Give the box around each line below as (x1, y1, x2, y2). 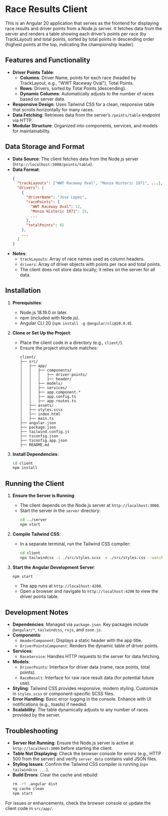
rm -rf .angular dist (12, 781, 58, 787)
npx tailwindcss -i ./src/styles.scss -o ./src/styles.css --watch (19, 555, 163, 560)
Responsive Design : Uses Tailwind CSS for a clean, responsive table (12, 101, 154, 107)
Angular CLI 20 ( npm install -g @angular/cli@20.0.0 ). (19, 320, 133, 326)
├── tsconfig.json (19, 433, 58, 438)
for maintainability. (12, 128, 51, 134)
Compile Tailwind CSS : (12, 531, 61, 537)
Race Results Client (5, 4, 87, 15)
